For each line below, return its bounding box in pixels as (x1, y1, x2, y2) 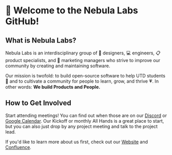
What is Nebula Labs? (5, 36, 77, 45)
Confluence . (5, 144, 32, 150)
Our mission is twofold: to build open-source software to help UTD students (5, 73, 166, 79)
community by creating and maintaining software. (5, 63, 110, 69)
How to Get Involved (5, 99, 71, 107)
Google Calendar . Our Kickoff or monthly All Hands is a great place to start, (5, 118, 164, 124)
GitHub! (5, 15, 40, 27)
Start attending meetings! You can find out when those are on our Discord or (5, 112, 167, 119)
